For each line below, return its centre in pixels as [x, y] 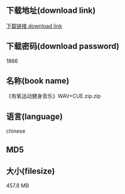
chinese [16, 131]
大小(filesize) [30, 171]
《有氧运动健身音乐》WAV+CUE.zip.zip [54, 96]
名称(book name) [38, 81]
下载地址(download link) [51, 11]
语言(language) [34, 116]
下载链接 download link [34, 26]
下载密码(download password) [63, 46]
